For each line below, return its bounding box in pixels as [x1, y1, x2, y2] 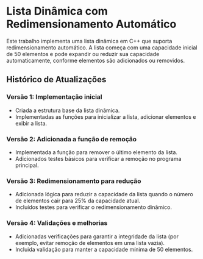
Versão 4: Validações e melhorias [6, 219, 108, 227]
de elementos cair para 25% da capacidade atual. [15, 197, 141, 205]
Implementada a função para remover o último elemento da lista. [15, 148, 178, 156]
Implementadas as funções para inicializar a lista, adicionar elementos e [15, 113, 196, 120]
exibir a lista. [15, 119, 48, 127]
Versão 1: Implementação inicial [6, 93, 102, 101]
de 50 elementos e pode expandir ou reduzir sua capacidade [6, 50, 160, 57]
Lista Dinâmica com [6, 4, 108, 18]
